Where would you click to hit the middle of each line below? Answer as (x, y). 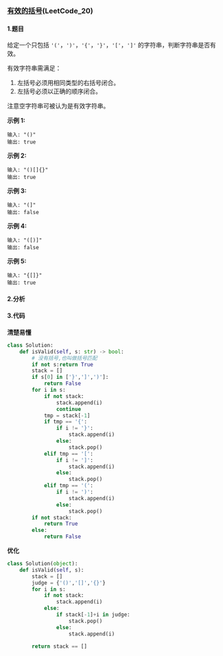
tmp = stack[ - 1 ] (67, 415)
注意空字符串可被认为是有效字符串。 (58, 106)
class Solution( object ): (43, 564)
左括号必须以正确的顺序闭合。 (59, 91)
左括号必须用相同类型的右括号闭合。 (68, 83)
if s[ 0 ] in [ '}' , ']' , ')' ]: (70, 377)
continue (68, 409)
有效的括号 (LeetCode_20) (50, 10)
